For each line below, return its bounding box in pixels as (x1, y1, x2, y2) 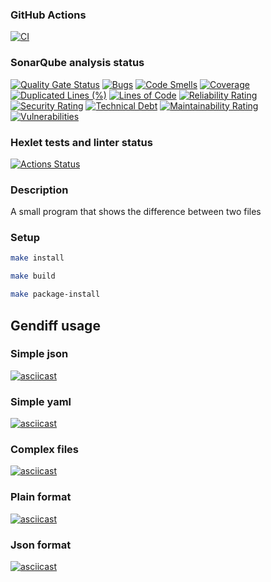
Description (10, 183, 69, 197)
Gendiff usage (10, 317, 101, 334)
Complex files (10, 443, 80, 457)
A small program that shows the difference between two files (10, 206, 262, 218)
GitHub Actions (10, 8, 87, 22)
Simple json (10, 347, 69, 361)
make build (10, 271, 56, 282)
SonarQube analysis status (10, 56, 145, 70)
